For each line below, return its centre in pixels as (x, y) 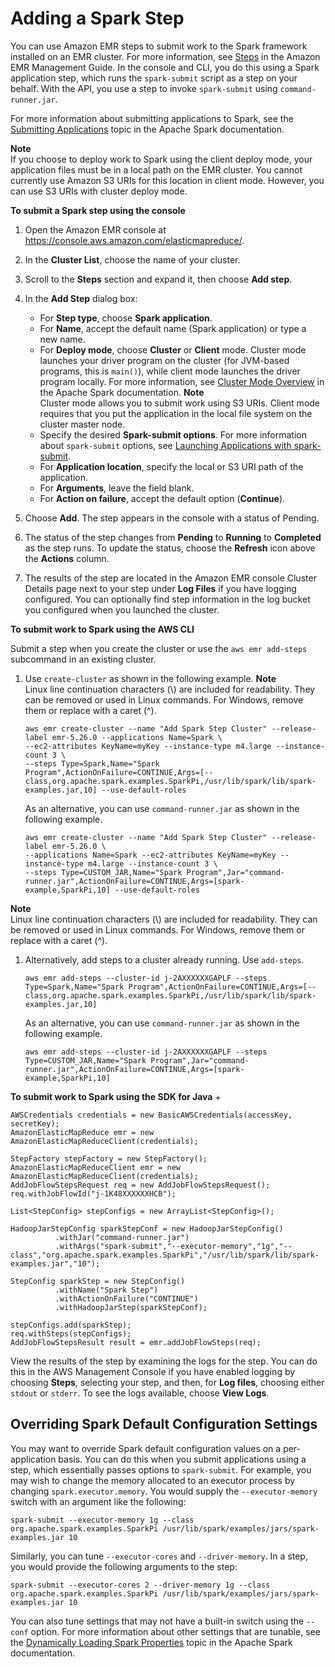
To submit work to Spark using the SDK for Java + (116, 1096)
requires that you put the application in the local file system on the (176, 413)
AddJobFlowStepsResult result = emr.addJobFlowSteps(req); (136, 1342)
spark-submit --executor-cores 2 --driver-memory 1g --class (140, 1585)
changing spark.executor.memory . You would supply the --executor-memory (164, 1491)
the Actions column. (67, 558)
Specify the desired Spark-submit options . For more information (173, 434)
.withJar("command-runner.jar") (122, 1237)
